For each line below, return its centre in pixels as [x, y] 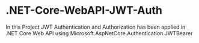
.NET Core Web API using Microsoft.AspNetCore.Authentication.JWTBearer [99, 33]
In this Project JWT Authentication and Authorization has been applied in [96, 27]
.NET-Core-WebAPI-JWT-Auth [84, 10]
